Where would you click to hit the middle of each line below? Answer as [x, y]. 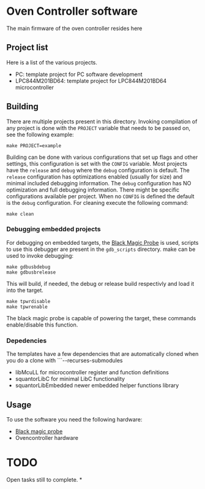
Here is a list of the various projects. [52, 62]
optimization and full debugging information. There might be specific [93, 190]
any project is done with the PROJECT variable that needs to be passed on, [99, 128]
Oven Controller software [72, 11]
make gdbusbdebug [28, 267]
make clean [20, 214]
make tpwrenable [27, 307]
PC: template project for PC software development [79, 74]
